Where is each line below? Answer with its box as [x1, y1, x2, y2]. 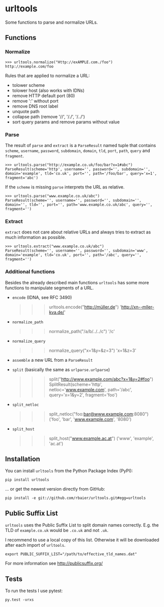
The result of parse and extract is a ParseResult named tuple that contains [5, 142, 156, 148]
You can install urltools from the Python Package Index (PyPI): [5, 468, 133, 474]
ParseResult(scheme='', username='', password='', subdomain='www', [5, 248, 148, 253]
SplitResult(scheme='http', [49, 381, 103, 387]
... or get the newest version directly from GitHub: [5, 486, 106, 492]
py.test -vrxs [5, 597, 34, 602]
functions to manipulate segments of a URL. [5, 285, 94, 291]
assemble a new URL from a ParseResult [12, 357, 93, 363]
